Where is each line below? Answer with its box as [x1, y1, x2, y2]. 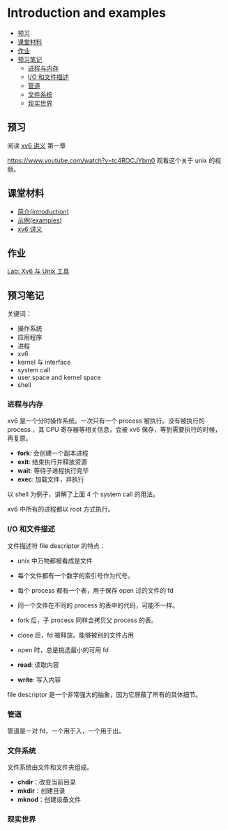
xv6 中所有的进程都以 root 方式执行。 [7, 505, 114, 514]
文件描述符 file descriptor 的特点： [7, 541, 106, 550]
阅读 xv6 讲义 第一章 [7, 141, 66, 150]
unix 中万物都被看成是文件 [17, 556, 93, 565]
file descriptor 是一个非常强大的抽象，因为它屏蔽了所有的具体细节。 [7, 690, 202, 698]
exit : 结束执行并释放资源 [17, 458, 87, 466]
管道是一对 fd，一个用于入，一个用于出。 [7, 726, 126, 736]
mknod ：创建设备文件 [17, 796, 82, 804]
